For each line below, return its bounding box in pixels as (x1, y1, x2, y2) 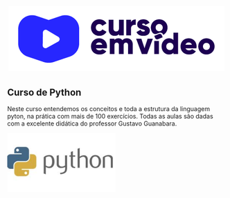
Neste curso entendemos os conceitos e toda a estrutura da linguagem (7, 105, 210, 112)
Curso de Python (7, 86, 82, 98)
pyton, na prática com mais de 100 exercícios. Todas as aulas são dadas (7, 112, 213, 120)
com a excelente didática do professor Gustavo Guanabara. (7, 119, 177, 128)
